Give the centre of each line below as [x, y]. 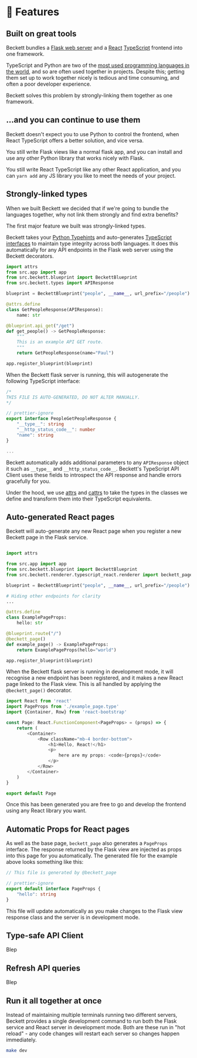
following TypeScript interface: [43, 381]
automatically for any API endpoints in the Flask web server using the [90, 249]
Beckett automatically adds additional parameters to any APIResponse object [97, 462]
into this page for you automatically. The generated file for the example [92, 856]
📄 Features [33, 12]
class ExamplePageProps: [36, 618]
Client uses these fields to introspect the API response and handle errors [94, 475]
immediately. [21, 1040]
